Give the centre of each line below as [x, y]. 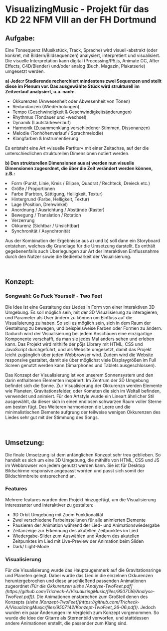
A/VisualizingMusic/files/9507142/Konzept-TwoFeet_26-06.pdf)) [72, 608]
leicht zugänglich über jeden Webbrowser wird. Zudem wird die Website [79, 355]
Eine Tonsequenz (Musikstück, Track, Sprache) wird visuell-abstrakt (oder [82, 50]
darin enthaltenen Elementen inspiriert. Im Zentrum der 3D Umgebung [77, 380]
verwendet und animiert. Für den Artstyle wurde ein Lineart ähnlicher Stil [80, 396]
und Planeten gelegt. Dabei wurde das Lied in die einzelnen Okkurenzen [79, 576]
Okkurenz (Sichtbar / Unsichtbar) [46, 226]
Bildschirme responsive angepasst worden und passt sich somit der [75, 470]
